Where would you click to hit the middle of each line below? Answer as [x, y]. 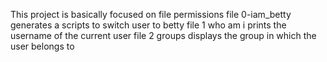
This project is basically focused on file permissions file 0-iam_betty [151, 14]
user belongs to [42, 46]
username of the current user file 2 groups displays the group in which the [163, 35]
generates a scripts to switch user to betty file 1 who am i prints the [148, 25]
